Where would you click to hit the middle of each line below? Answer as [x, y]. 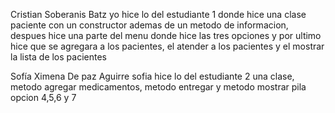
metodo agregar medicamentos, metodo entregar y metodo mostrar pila [158, 87]
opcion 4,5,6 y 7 [43, 97]
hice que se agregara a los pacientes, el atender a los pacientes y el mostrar [167, 46]
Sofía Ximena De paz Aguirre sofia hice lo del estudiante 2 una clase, [152, 76]
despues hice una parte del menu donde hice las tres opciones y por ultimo [166, 35]
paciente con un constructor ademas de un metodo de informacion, [149, 25]
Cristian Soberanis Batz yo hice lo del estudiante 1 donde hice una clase [158, 14]
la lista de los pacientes [58, 57]
